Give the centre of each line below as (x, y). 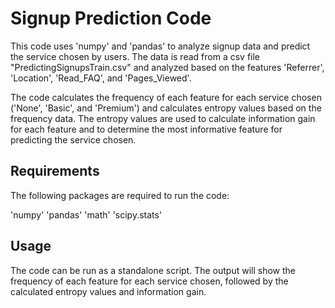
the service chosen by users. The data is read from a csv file (135, 56)
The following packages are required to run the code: (120, 195)
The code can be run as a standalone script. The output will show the (153, 270)
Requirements (55, 171)
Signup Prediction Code (111, 18)
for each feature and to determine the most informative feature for (146, 129)
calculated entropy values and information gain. (108, 291)
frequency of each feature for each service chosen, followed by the (149, 281)
